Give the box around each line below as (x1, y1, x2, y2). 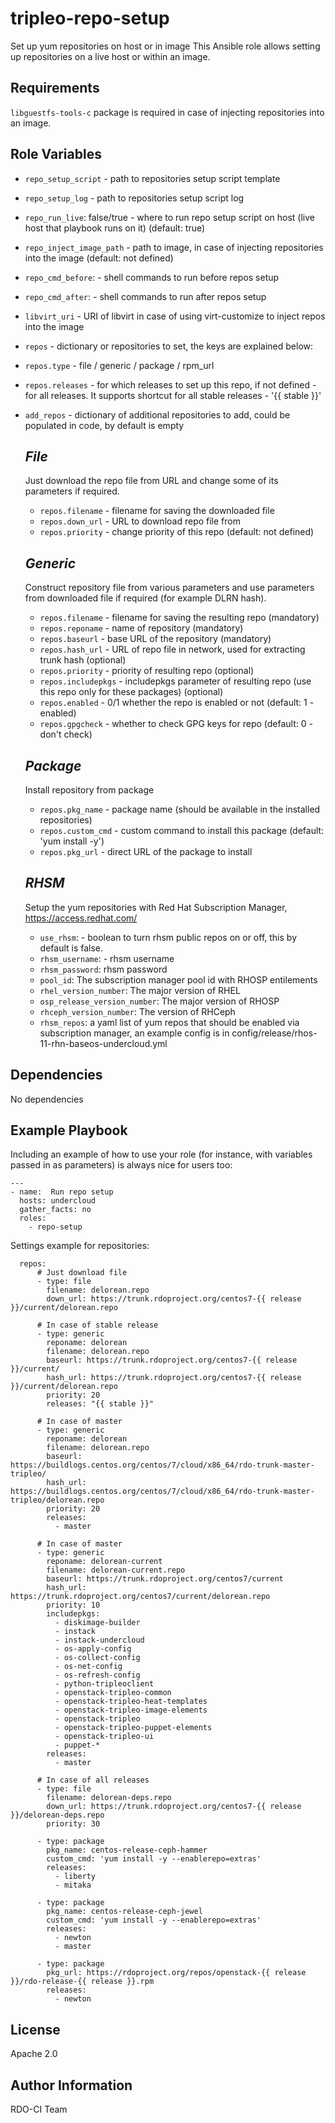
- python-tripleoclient (54, 1679, 155, 1689)
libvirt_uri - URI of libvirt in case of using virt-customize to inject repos (24, 310, 326, 322)
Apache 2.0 (10, 2048, 58, 2060)
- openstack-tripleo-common (54, 1688, 172, 1698)
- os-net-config (54, 1662, 123, 1672)
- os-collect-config (54, 1653, 141, 1663)
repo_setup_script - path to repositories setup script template (24, 172, 281, 184)
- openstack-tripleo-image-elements (54, 1705, 208, 1716)
